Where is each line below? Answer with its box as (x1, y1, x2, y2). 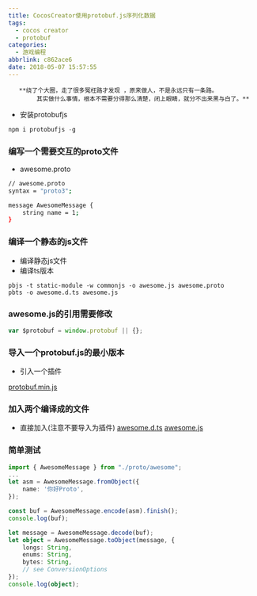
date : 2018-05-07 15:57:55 (8, 63, 97, 71)
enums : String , (22, 551, 73, 559)
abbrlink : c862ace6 (8, 56, 73, 64)
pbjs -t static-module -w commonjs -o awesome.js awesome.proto (8, 281, 225, 289)
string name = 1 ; (22, 208, 80, 216)
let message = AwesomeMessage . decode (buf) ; (8, 529, 154, 537)
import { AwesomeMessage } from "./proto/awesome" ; (8, 463, 182, 472)
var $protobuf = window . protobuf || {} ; (8, 327, 144, 334)
